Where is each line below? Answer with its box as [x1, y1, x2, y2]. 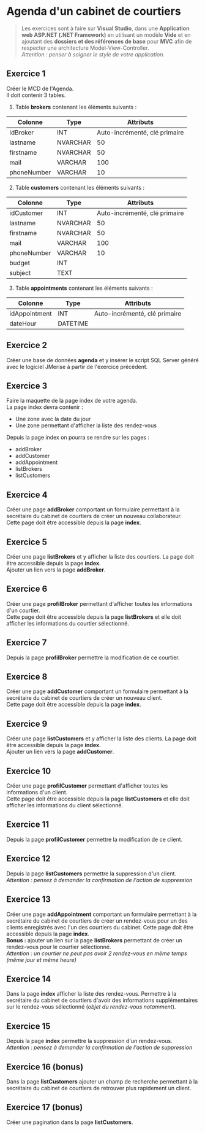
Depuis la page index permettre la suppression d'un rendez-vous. [6, 1037, 173, 1045]
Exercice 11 [6, 820, 50, 830]
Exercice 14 [6, 974, 51, 984]
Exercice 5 [6, 537, 48, 547]
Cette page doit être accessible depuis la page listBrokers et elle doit [6, 613, 182, 621]
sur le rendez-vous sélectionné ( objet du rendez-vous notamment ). [6, 1003, 176, 1010]
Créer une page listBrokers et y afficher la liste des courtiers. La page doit [6, 553, 195, 560]
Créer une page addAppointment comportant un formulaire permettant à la [6, 910, 197, 918]
